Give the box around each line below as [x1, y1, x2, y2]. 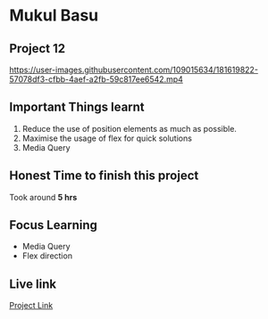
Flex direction [21, 250, 73, 261]
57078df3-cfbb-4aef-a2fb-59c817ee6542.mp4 [9, 74, 183, 85]
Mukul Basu [9, 5, 99, 26]
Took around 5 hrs [9, 192, 78, 202]
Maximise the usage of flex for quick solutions [21, 133, 192, 143]
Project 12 [9, 41, 66, 56]
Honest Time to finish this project [9, 168, 199, 184]
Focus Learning [9, 217, 98, 233]
